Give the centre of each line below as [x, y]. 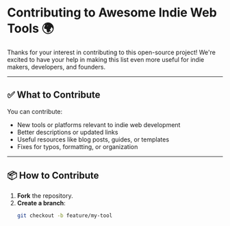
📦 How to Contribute [53, 176]
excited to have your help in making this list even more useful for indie [106, 59]
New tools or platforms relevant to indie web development [99, 124]
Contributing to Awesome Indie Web [112, 13]
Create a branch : [41, 203]
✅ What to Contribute [54, 95]
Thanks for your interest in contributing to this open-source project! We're [111, 52]
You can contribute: [35, 111]
